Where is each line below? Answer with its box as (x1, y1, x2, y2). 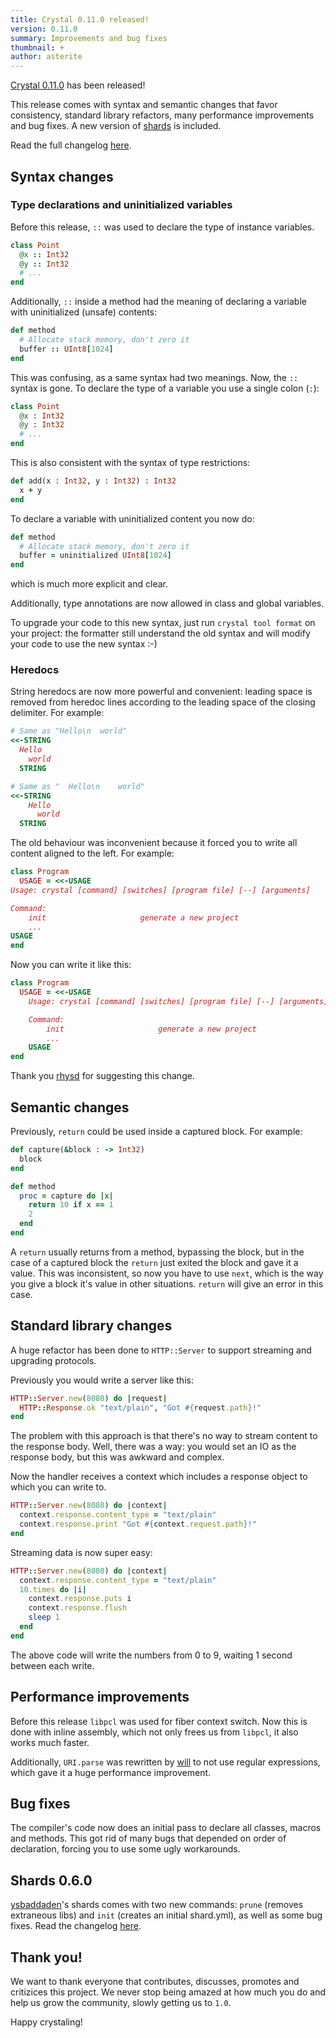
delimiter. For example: (10, 707, 105, 719)
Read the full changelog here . (10, 139, 132, 151)
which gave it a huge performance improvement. (10, 1766, 212, 1778)
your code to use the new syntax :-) (10, 638, 158, 650)
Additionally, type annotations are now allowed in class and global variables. (10, 597, 325, 610)
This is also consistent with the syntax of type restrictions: (10, 457, 251, 469)
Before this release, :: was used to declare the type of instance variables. (10, 221, 315, 233)
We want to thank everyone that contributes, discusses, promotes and (10, 1976, 300, 1988)
